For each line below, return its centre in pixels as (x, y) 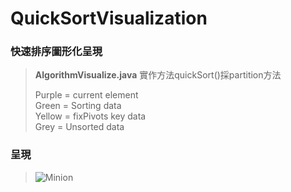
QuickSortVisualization (109, 18)
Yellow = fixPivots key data (90, 116)
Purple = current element (86, 95)
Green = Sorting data (78, 106)
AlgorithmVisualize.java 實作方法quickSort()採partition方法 (158, 75)
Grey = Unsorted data (79, 127)
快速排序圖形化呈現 (56, 52)
